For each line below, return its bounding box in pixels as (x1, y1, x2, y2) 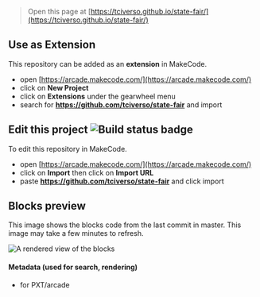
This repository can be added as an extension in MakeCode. (8, 59, 208, 68)
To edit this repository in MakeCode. (8, 144, 127, 153)
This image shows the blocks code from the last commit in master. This (8, 220, 242, 229)
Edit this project (8, 123, 88, 137)
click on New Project (19, 83, 89, 92)
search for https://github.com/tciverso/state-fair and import (19, 99, 223, 110)
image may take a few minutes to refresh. (8, 229, 144, 238)
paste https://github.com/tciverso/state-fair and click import (19, 176, 224, 186)
